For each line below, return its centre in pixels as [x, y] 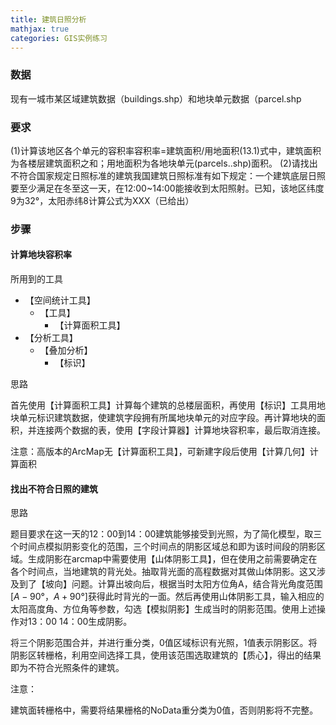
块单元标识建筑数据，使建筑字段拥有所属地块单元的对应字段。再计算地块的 [163, 418]
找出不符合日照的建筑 [54, 488]
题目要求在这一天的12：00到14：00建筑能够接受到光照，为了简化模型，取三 [166, 534]
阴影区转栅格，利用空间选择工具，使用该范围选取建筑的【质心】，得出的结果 [166, 655]
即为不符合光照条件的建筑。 [67, 668]
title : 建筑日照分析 [48, 19]
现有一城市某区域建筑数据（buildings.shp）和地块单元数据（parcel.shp [156, 98]
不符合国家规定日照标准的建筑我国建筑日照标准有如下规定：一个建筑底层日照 [168, 175]
